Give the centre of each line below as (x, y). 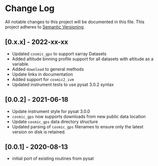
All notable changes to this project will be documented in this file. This (75, 22)
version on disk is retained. (39, 132)
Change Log (30, 8)
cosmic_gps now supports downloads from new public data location (79, 116)
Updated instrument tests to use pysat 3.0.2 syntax (63, 84)
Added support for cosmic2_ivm (43, 79)
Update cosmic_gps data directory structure (55, 122)
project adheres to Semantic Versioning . (45, 27)
